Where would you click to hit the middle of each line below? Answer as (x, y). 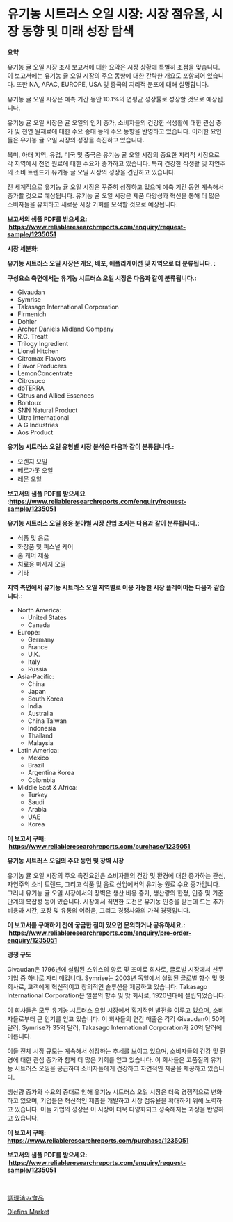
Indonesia (42, 728)
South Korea (46, 699)
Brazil (36, 765)
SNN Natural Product (47, 410)
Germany (41, 639)
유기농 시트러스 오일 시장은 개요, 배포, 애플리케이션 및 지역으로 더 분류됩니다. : (111, 263)
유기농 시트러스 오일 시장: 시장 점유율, (108, 14)
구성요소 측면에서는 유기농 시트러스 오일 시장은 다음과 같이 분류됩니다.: (102, 278)
